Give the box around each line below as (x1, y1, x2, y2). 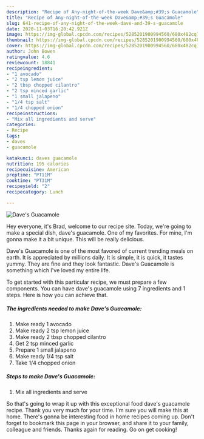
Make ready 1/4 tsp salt (15, 352, 74, 360)
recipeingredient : (6, 65, 53, 72)
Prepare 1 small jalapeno (15, 346, 76, 354)
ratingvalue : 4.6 (6, 54, 50, 60)
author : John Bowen (6, 49, 56, 55)
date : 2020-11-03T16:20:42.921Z (6, 25, 88, 32)
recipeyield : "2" (6, 183, 50, 190)
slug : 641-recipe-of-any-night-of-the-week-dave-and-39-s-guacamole (6, 20, 183, 26)
